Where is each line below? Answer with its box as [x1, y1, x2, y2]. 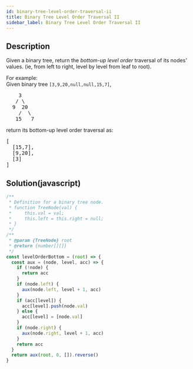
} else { [16, 308, 38, 314]
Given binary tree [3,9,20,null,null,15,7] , [6, 80, 112, 88]
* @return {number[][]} [8, 243, 67, 249]
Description [6, 41, 50, 51]
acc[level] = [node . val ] [21, 314, 83, 320]
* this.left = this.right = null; [8, 216, 104, 222]
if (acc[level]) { [16, 297, 62, 303]
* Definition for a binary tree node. [8, 199, 104, 205]
